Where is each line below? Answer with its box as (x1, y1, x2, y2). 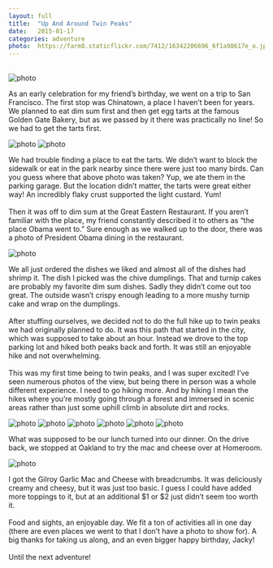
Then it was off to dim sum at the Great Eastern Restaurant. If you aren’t (8, 207, 249, 216)
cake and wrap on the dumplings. (8, 299, 120, 309)
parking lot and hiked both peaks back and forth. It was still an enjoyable (8, 343, 252, 352)
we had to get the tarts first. (8, 124, 102, 133)
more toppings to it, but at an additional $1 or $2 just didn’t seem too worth (8, 492, 258, 501)
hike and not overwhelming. (8, 351, 102, 360)
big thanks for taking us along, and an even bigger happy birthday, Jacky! (8, 535, 255, 545)
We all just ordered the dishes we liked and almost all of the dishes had (8, 264, 246, 274)
